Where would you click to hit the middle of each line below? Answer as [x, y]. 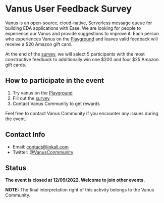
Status [16, 168]
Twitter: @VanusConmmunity [43, 152]
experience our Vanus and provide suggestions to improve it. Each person [82, 33]
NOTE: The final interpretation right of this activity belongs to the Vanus [80, 190]
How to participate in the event [55, 81]
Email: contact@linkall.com [41, 146]
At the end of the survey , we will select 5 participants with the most [75, 54]
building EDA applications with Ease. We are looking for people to [73, 28]
